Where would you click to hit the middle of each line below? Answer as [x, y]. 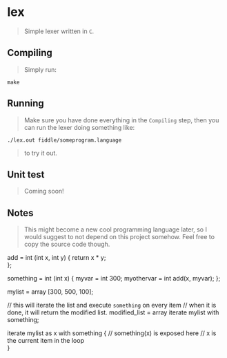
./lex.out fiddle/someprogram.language [65, 140]
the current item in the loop [46, 341]
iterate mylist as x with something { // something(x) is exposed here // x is [112, 333]
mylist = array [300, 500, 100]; [50, 292]
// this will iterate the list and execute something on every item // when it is [112, 305]
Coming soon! [44, 191]
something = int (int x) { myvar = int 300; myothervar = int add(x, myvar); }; [114, 279]
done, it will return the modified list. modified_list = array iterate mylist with [113, 312]
